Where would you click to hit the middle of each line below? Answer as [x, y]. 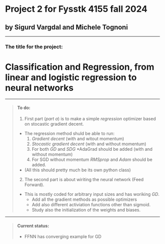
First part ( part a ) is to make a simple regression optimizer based [90, 119]
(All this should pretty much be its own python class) [78, 170]
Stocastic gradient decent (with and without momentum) [89, 144]
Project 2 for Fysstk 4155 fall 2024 [76, 9]
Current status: [33, 226]
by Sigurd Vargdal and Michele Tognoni [67, 27]
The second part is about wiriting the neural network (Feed [84, 180]
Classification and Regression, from [80, 67]
